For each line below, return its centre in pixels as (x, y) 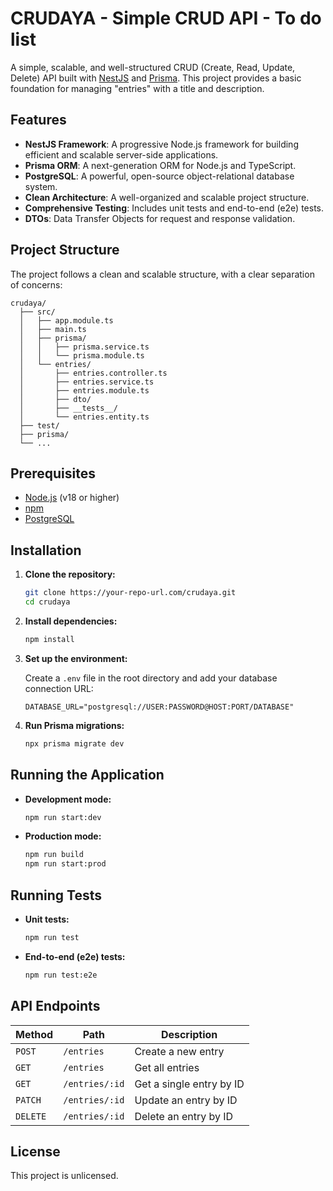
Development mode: (68, 799)
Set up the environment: (76, 658)
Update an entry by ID (186, 1100)
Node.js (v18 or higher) (72, 498)
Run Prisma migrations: (74, 725)
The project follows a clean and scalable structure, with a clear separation (162, 274)
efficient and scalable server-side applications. (121, 154)
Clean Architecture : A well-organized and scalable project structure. (167, 197)
